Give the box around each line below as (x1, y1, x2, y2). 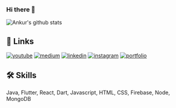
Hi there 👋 (6, 5, 36, 14)
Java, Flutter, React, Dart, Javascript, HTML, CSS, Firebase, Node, (6, 89, 170, 96)
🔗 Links (6, 36, 34, 47)
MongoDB (6, 95, 31, 102)
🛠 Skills (6, 70, 37, 80)
